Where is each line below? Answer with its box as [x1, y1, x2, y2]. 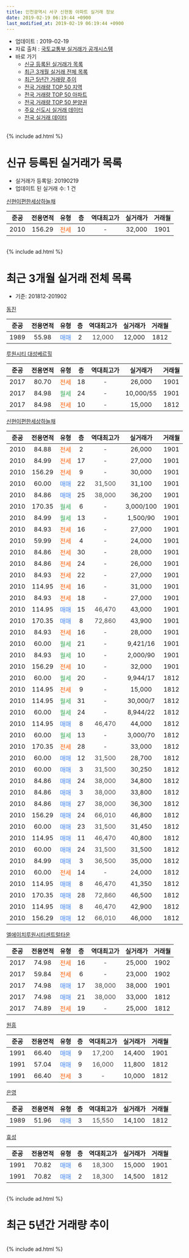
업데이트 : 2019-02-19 [15, 38, 69, 45]
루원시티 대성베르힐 [6, 350, 52, 357]
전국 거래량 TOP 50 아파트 [24, 91, 87, 98]
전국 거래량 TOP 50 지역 [24, 84, 82, 91]
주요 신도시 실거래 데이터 [24, 106, 84, 113]
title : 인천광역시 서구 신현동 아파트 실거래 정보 [6, 9, 115, 15]
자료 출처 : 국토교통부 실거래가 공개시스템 [15, 45, 113, 52]
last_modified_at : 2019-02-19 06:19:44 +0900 [6, 20, 124, 26]
